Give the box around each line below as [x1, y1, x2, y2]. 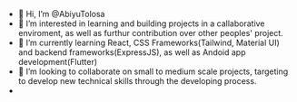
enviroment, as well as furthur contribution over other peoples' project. [17, 28, 283, 38]
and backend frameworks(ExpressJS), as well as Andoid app [17, 47, 246, 58]
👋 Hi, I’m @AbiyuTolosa [17, 9, 105, 19]
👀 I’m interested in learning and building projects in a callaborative [17, 18, 265, 29]
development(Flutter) [17, 57, 98, 67]
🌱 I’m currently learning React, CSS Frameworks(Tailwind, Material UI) [17, 37, 280, 48]
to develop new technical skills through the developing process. [17, 76, 257, 86]
